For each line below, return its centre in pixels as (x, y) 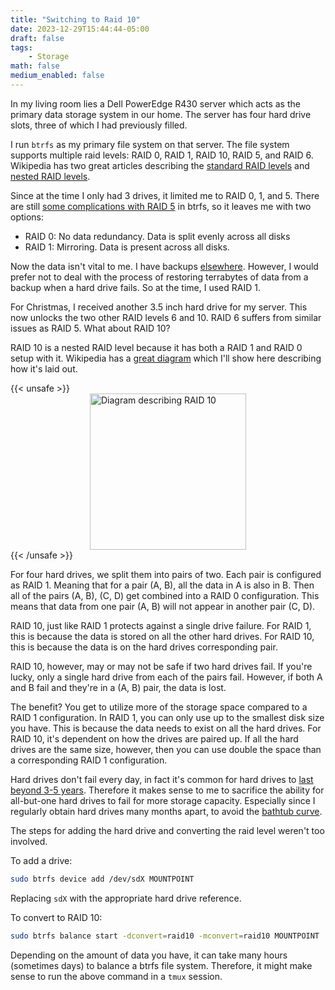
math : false (35, 66)
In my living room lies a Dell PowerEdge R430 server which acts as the (155, 103)
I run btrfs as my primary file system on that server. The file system (150, 144)
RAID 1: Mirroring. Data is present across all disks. (127, 247)
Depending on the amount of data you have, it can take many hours (149, 955)
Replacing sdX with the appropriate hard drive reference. (126, 898)
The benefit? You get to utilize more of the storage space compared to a (159, 707)
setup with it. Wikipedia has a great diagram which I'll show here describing (166, 358)
